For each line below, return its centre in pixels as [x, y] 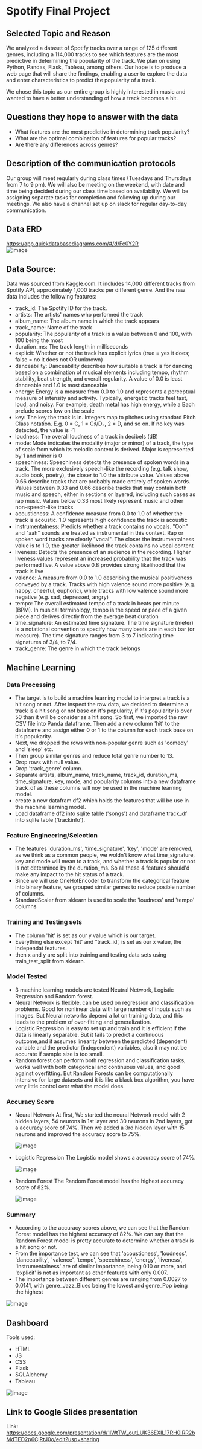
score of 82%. [33, 1187]
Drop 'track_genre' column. [49, 768]
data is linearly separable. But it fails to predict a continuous [89, 1034]
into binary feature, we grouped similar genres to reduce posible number [105, 887]
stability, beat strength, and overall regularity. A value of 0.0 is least [99, 379]
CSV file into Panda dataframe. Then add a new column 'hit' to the [97, 723]
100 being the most [39, 340]
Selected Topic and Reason [58, 34]
